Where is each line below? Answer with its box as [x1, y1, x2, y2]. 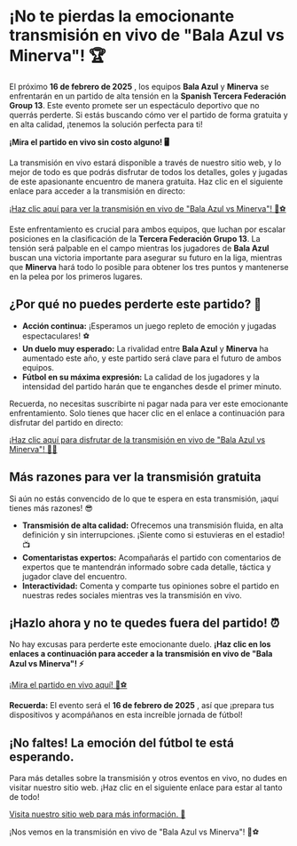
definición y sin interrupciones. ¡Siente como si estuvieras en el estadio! [21, 529, 285, 539]
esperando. [9, 749, 74, 764]
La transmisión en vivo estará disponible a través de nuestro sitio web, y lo [9, 157, 282, 168]
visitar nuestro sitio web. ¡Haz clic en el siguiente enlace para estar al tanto [9, 782, 283, 793]
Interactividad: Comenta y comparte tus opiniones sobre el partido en [21, 580, 279, 591]
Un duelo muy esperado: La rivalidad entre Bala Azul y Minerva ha [21, 343, 269, 354]
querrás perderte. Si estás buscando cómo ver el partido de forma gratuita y [9, 109, 288, 120]
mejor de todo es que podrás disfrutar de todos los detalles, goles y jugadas [9, 166, 288, 177]
